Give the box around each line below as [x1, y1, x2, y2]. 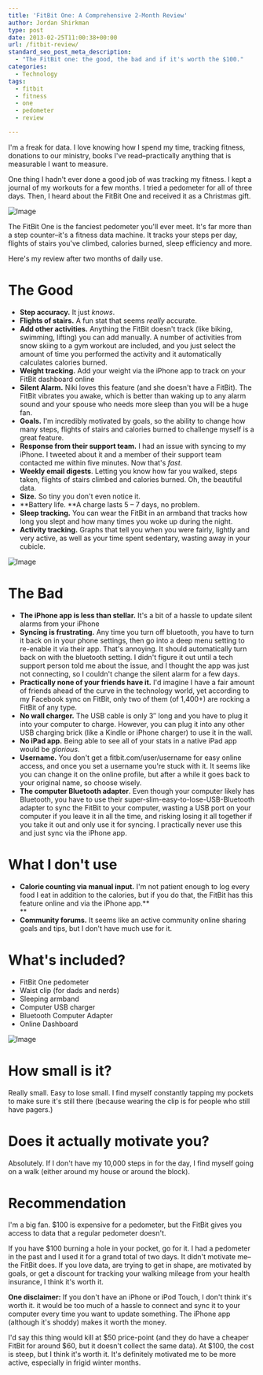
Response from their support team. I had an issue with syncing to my [19, 441, 247, 450]
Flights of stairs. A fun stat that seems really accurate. [19, 316, 198, 325]
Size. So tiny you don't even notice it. [19, 491, 141, 501]
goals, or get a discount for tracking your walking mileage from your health [8, 1269, 250, 1278]
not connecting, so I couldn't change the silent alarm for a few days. [19, 669, 240, 678]
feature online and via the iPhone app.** [19, 899, 150, 908]
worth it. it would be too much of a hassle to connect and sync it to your [8, 1301, 241, 1310]
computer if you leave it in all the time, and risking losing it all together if [19, 811, 253, 821]
